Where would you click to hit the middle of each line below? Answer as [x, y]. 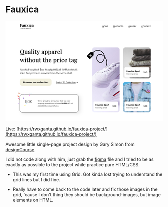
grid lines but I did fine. [36, 180]
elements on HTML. [33, 200]
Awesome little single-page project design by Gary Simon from [70, 144]
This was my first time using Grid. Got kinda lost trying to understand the [88, 174]
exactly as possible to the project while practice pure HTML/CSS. [73, 165]
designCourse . [21, 150]
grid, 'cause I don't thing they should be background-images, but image [87, 195]
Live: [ [12, 129]
